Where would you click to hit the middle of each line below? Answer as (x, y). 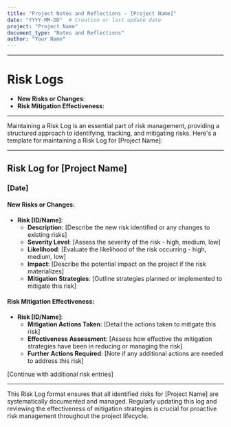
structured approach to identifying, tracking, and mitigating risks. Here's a (112, 133)
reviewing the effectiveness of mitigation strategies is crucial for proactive (112, 408)
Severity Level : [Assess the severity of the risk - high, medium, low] (124, 242)
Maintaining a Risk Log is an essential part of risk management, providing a (113, 126)
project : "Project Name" (43, 26)
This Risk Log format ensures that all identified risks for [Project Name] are (113, 394)
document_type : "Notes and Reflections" (66, 33)
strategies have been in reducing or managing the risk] (105, 346)
